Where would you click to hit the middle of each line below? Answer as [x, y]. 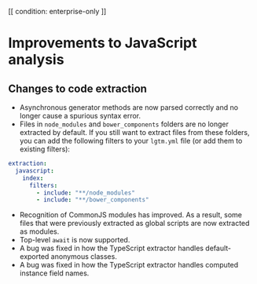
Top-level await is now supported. [75, 240]
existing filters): [45, 149]
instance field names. [54, 273]
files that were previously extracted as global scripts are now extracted [134, 224]
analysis [36, 60]
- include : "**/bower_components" [93, 200]
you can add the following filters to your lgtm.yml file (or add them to [131, 141]
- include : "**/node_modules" [86, 193]
